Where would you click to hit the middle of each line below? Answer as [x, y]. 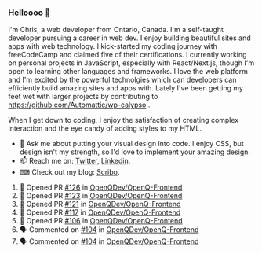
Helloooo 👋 [29, 13]
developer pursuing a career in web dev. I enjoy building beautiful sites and [129, 38]
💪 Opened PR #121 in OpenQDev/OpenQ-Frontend [100, 204]
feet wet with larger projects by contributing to [83, 97]
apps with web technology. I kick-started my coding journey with [113, 46]
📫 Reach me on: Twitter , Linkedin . [75, 161]
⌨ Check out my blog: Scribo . [69, 172]
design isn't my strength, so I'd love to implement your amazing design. [135, 152]
